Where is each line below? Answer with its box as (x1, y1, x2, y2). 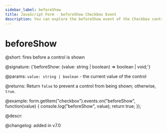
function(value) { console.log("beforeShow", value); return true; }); (5, 103, 142, 109)
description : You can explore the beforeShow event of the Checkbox (5, 16, 150, 21)
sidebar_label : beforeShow (5, 7, 61, 12)
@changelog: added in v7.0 (5, 123, 61, 129)
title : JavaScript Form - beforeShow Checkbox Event (5, 12, 117, 17)
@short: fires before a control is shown (5, 54, 85, 60)
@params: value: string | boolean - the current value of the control (5, 73, 147, 79)
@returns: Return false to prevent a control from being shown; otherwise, (5, 83, 157, 89)
